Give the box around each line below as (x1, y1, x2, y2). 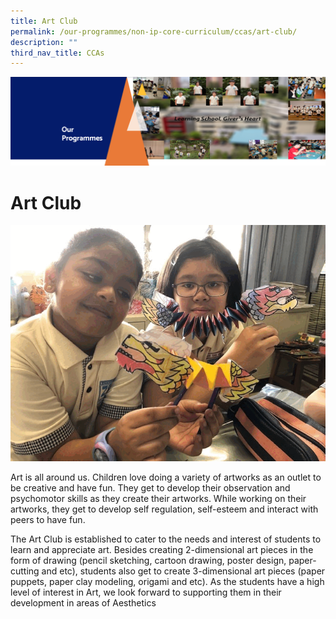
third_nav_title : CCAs (10, 48, 105, 58)
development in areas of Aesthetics (10, 597, 157, 609)
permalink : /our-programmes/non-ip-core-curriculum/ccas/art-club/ (10, 26, 298, 37)
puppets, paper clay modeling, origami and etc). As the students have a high (10, 576, 325, 588)
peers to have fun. (10, 514, 86, 526)
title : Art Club (10, 16, 78, 26)
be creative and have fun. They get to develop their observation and (10, 482, 291, 494)
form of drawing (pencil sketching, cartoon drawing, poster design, (10, 555, 287, 567)
